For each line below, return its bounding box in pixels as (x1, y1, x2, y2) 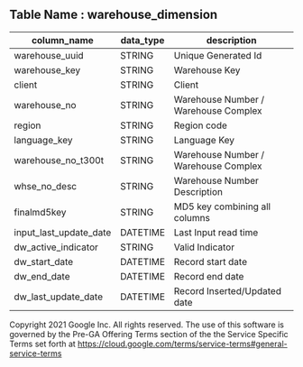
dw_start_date (14, 255, 74, 268)
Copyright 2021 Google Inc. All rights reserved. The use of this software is (9, 319, 284, 330)
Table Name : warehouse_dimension (9, 7, 218, 23)
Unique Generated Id (173, 49, 262, 61)
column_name (31, 33, 95, 46)
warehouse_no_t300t (14, 153, 105, 166)
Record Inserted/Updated (173, 284, 282, 297)
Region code (173, 119, 228, 132)
